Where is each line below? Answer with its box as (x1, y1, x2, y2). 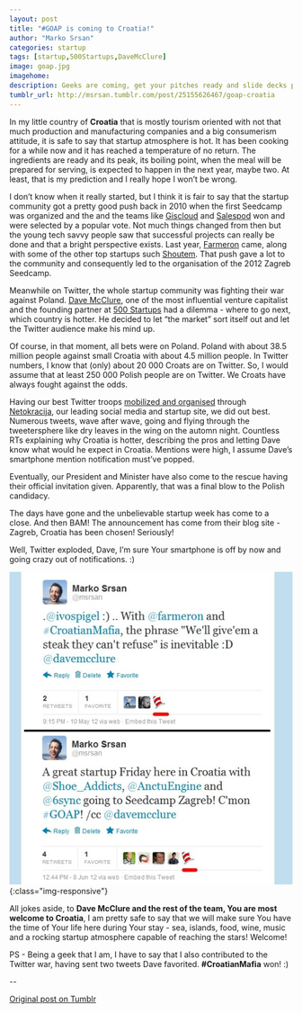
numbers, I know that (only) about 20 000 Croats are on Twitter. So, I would (9, 360, 289, 371)
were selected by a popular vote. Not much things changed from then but (9, 220, 281, 230)
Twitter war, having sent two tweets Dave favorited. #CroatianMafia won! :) (9, 958, 289, 969)
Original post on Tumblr (9, 993, 97, 1004)
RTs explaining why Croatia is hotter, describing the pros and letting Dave (9, 435, 281, 445)
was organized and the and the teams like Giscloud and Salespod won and (9, 210, 286, 220)
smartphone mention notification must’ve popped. (9, 453, 195, 464)
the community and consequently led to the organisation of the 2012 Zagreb (9, 257, 291, 269)
